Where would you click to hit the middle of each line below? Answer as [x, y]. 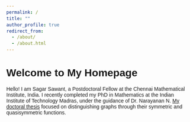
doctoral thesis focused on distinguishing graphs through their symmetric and [94, 107]
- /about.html [29, 44]
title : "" [18, 18]
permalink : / [22, 12]
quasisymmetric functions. [36, 113]
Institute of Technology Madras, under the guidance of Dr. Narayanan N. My [93, 101]
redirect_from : [25, 31]
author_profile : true [33, 25]
